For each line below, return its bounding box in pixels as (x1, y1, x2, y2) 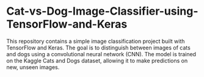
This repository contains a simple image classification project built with (6, 37, 185, 45)
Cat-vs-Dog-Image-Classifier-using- (6, 4, 199, 18)
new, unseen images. (6, 63, 60, 71)
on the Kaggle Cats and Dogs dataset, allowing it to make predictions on (6, 57, 188, 64)
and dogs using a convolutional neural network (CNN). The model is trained (6, 50, 197, 57)
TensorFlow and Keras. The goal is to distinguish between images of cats (6, 44, 191, 51)
